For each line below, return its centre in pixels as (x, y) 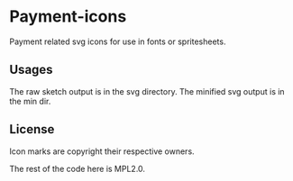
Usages (31, 70)
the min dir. (30, 101)
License (32, 129)
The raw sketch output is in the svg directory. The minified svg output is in (147, 91)
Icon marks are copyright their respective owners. (102, 151)
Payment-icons (68, 17)
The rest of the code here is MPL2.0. (78, 168)
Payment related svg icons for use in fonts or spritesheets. (118, 41)
